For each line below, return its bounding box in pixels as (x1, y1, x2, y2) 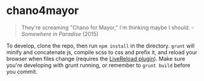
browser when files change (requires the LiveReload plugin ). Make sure (6, 55, 186, 62)
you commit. (6, 68, 38, 75)
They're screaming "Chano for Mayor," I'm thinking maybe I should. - (21, 24, 194, 31)
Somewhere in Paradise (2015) (21, 30, 99, 37)
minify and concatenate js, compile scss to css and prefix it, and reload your (6, 48, 198, 55)
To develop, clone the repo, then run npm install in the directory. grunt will (6, 42, 195, 49)
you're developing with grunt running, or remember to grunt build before (6, 62, 191, 69)
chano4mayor (6, 4, 79, 18)
